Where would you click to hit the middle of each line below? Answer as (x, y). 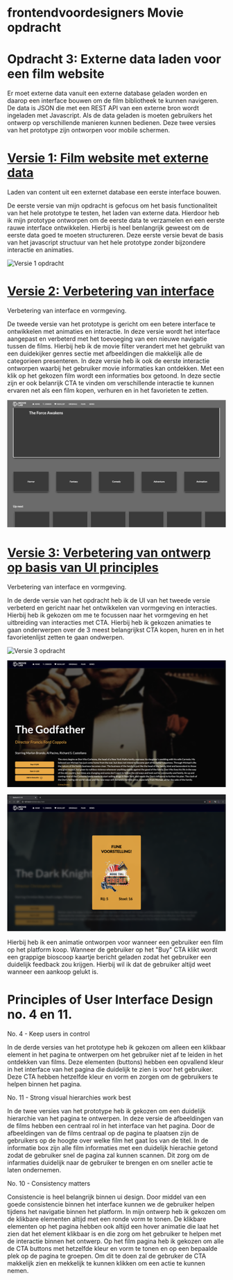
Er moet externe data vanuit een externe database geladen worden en (107, 93)
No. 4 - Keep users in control (49, 1034)
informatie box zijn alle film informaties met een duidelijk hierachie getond (113, 1148)
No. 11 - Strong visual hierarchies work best (69, 1097)
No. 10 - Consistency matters (49, 1184)
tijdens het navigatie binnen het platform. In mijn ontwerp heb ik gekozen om (117, 1212)
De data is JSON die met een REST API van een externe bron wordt (103, 108)
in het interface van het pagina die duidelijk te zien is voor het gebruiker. (110, 1070)
